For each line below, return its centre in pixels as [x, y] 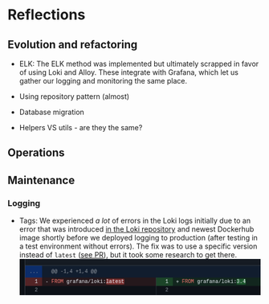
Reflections [47, 15]
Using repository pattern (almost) [74, 97]
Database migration [52, 112]
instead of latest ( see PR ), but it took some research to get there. [128, 255]
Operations [36, 153]
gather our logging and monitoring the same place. [103, 81]
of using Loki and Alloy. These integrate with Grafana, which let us [128, 72]
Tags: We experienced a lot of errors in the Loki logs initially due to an [134, 221]
